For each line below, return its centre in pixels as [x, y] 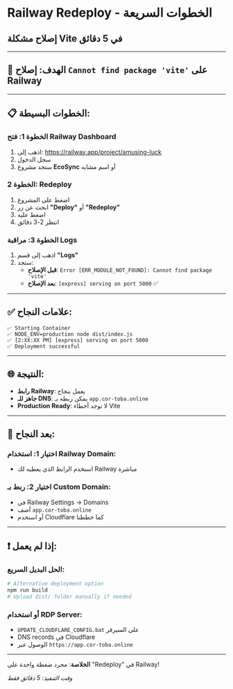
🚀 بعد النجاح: [31, 434]
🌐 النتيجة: [26, 374]
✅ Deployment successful [44, 346]
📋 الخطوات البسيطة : [49, 114]
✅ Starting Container [39, 328]
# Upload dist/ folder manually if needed [69, 597]
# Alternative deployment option [55, 584]
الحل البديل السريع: [36, 569]
